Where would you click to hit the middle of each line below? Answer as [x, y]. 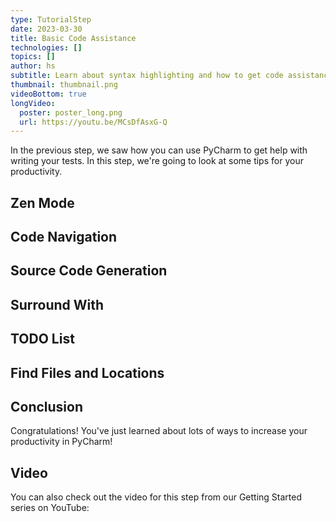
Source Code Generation [89, 271]
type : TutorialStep [51, 19]
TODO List [42, 339]
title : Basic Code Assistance [73, 38]
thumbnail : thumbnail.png [64, 85]
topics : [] [33, 57]
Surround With [57, 304]
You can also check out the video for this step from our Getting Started [156, 497]
